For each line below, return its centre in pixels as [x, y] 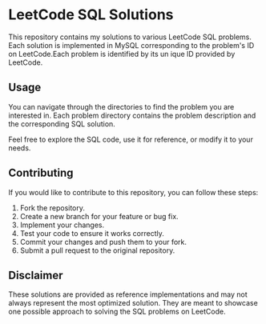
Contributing [41, 173]
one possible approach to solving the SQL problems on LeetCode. [117, 312]
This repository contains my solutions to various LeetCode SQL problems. [130, 37]
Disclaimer [36, 275]
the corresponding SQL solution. [62, 124]
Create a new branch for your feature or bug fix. [99, 216]
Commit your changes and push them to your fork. [103, 242]
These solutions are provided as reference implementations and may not [128, 294]
